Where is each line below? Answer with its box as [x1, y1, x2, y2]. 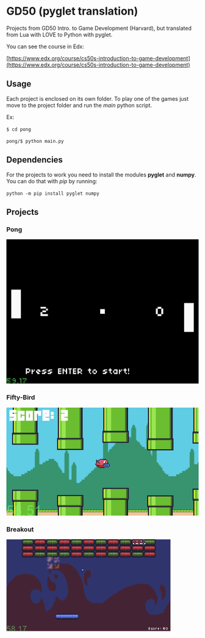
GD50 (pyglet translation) [6, 4, 138, 18]
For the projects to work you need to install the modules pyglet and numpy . [6, 171, 196, 178]
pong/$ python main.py [6, 138, 64, 144]
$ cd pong [6, 126, 32, 132]
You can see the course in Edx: [6, 43, 84, 50]
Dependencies [6, 154, 63, 165]
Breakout [6, 525, 34, 534]
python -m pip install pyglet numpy [6, 190, 99, 197]
